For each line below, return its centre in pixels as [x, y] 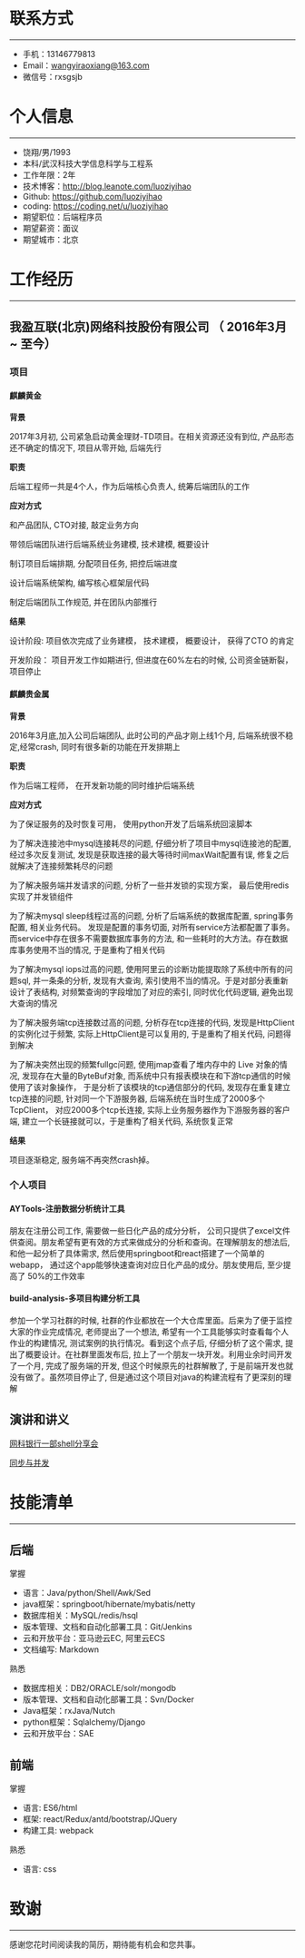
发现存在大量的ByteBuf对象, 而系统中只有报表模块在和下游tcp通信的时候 [156, 1076]
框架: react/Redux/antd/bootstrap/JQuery [100, 1819]
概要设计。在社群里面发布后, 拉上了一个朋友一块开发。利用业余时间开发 [158, 1354]
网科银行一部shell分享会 [54, 1443]
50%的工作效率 [56, 1275]
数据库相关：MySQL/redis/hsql [80, 1616]
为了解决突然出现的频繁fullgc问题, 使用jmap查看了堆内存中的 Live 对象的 [144, 1064]
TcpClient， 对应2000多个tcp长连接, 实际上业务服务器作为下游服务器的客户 [150, 1109]
